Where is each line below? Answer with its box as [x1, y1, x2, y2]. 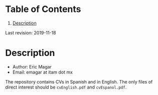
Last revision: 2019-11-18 [5, 29, 56, 35]
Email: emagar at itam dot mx [12, 69, 73, 75]
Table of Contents [5, 3, 81, 15]
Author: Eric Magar [12, 63, 52, 69]
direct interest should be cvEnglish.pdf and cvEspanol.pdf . [5, 84, 127, 90]
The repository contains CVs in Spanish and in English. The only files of [5, 78, 153, 84]
